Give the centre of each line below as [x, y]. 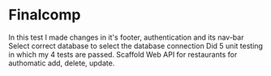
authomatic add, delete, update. [62, 63]
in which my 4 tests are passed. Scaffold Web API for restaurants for [123, 54]
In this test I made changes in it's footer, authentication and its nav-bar [126, 37]
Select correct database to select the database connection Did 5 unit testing [136, 45]
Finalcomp [45, 15]
